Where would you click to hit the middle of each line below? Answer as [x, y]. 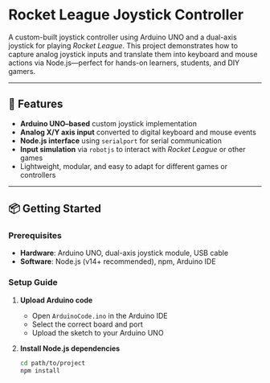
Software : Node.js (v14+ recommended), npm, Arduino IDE [118, 262]
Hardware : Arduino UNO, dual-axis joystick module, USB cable [124, 253]
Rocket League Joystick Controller [126, 15]
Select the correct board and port [87, 324]
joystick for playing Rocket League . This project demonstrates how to [123, 45]
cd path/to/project [53, 363]
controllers [38, 175]
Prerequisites [35, 236]
